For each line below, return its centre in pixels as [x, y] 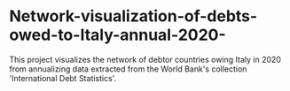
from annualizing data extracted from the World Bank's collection [128, 69]
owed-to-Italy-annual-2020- [118, 35]
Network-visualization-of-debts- [133, 16]
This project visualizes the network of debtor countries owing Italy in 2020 [145, 59]
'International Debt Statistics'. [63, 78]
